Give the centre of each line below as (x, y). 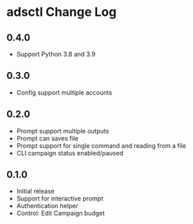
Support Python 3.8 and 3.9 (56, 54)
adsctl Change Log (62, 12)
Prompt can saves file (47, 138)
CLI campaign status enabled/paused (70, 153)
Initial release (35, 192)
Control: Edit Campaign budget (61, 213)
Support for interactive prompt (60, 198)
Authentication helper (47, 206)
